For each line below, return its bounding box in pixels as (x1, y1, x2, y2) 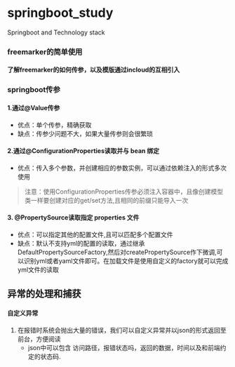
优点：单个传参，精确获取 (17, 121, 92, 129)
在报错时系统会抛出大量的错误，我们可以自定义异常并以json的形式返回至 (17, 326, 227, 334)
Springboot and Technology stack (7, 28, 105, 36)
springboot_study (7, 5, 114, 21)
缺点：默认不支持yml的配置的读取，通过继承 (17, 239, 145, 247)
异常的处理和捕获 (7, 288, 81, 300)
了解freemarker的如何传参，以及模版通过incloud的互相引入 (7, 65, 180, 74)
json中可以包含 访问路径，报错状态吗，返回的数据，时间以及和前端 (27, 343, 220, 352)
